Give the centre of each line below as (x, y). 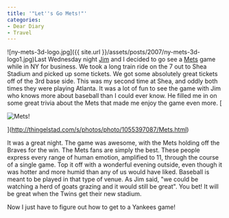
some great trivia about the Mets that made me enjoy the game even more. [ (114, 103)
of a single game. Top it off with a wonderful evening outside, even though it (115, 165)
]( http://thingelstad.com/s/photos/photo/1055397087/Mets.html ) (98, 130)
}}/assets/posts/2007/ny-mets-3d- (151, 52)
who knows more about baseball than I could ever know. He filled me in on (112, 96)
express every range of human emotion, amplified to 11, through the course (113, 158)
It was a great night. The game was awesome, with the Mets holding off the (113, 143)
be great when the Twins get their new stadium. (74, 194)
